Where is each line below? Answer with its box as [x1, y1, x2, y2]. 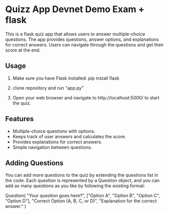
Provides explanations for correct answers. [12, 139, 103, 145]
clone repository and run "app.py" [12, 85, 84, 91]
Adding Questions [5, 158, 64, 167]
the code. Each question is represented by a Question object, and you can [5, 178, 160, 184]
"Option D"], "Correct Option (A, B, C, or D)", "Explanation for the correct [5, 198, 157, 204]
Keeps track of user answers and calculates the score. [12, 133, 126, 139]
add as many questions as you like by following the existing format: [5, 183, 145, 189]
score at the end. [5, 47, 41, 53]
